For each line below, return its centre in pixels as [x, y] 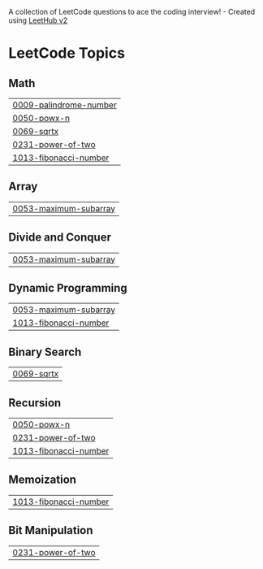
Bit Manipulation [51, 530]
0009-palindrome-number [65, 105]
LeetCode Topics [67, 53]
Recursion [35, 403]
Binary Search [45, 352]
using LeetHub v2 [38, 20]
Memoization [43, 480]
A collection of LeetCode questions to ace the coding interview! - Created [132, 12]
